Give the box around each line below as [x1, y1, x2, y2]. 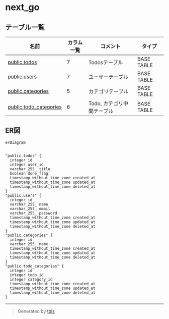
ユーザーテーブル [88, 74, 129, 80]
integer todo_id [10, 272, 44, 278]
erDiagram [5, 140, 26, 145]
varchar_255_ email [10, 206, 51, 211]
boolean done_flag [10, 171, 49, 176]
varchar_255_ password [10, 210, 57, 216]
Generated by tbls [17, 308, 55, 314]
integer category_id [10, 277, 53, 282]
